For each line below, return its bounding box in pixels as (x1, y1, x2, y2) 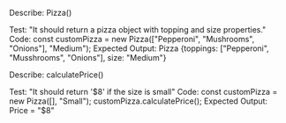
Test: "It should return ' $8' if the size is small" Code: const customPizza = (9, 87, 278, 97)
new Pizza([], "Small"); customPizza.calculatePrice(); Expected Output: (9, 96, 267, 106)
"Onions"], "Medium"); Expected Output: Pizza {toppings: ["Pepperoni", (9, 43, 269, 54)
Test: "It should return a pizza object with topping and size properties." (9, 25, 267, 34)
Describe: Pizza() (9, 8, 72, 18)
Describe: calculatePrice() (9, 69, 104, 80)
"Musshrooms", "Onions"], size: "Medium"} (9, 53, 167, 62)
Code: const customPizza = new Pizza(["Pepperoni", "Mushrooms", (9, 34, 255, 44)
